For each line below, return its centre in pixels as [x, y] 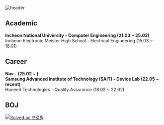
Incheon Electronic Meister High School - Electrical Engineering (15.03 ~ [79, 40]
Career [16, 62]
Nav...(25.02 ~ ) [22, 73]
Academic [21, 23]
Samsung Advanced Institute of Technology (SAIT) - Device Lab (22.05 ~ [82, 79]
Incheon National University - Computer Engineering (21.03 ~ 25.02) [77, 35]
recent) [13, 84]
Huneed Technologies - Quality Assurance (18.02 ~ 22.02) [65, 89]
